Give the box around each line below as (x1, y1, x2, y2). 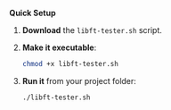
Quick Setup (9, 8, 56, 18)
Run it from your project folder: (21, 75, 136, 86)
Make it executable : (21, 42, 97, 53)
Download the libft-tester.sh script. (21, 25, 162, 35)
